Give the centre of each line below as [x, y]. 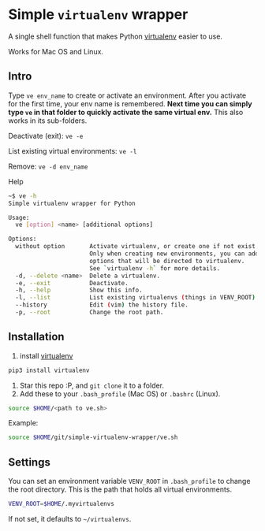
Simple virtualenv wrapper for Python [72, 203]
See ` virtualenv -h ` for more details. [155, 268]
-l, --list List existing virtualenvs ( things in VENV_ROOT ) [136, 298]
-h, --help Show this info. [79, 290]
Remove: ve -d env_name [48, 166]
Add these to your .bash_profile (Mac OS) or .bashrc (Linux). [120, 394]
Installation [36, 337]
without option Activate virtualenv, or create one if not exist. [137, 247]
